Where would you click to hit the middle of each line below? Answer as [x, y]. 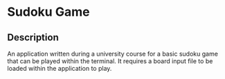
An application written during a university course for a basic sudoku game [112, 54]
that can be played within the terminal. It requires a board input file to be [110, 61]
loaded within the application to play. [60, 68]
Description [33, 37]
